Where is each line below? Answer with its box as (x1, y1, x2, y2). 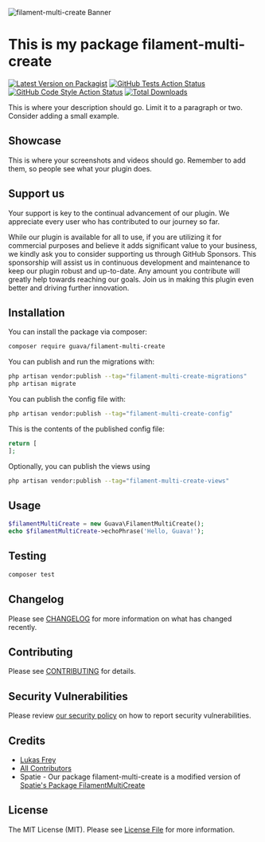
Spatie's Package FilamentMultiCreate (19, 781, 146, 789)
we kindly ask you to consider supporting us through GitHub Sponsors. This (8, 249, 257, 258)
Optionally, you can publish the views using (8, 461, 150, 470)
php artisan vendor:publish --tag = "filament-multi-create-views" (8, 477, 229, 485)
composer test (8, 570, 56, 578)
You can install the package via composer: (8, 327, 147, 336)
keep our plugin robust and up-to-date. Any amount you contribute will (8, 266, 240, 275)
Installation (8, 305, 65, 319)
